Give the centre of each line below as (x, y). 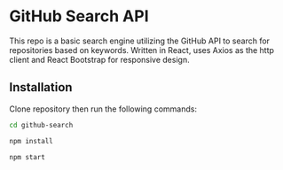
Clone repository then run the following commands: (103, 109)
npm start (28, 157)
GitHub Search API (79, 16)
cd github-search (41, 125)
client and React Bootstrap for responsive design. (99, 59)
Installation (41, 87)
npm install (31, 141)
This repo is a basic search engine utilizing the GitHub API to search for (140, 41)
